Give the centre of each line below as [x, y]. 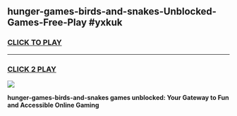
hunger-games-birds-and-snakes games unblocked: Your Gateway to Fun [118, 97]
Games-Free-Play [47, 23]
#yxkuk [105, 23]
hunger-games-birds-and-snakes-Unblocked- [112, 12]
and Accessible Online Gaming [53, 105]
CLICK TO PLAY [35, 43]
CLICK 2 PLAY [32, 69]
